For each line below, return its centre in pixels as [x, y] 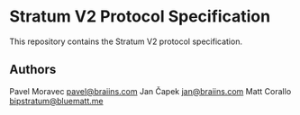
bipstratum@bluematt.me [56, 101]
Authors [33, 70]
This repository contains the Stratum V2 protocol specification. [126, 41]
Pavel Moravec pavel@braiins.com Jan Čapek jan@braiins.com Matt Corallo [150, 91]
